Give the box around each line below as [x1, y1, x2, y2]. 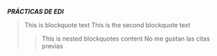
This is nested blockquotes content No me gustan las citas [41, 34, 211, 43]
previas [41, 42, 63, 50]
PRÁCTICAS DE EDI [7, 8, 64, 15]
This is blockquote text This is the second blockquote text [24, 21, 190, 29]
